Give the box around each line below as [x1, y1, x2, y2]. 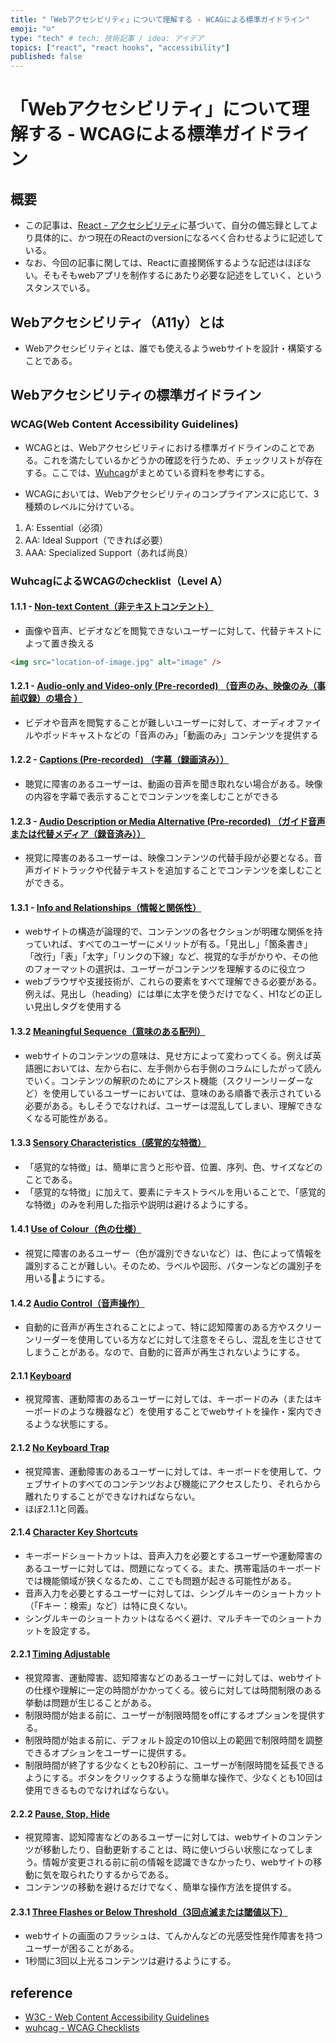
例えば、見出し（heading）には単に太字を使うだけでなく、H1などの [24, 988, 306, 1000]
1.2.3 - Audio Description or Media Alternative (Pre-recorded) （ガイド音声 [10, 815, 326, 827]
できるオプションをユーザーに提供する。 [24, 1747, 192, 1759]
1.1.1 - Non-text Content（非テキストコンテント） [10, 601, 214, 613]
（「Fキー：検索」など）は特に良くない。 [24, 1599, 193, 1611]
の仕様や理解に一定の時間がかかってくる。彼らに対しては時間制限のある [24, 1684, 322, 1696]
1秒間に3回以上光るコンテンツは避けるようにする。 [24, 1955, 237, 1967]
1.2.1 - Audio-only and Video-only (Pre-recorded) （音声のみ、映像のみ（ [10, 680, 317, 692]
